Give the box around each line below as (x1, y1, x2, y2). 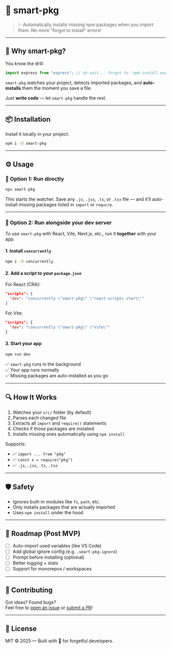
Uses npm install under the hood (12, 510, 83, 516)
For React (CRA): (5, 281, 41, 287)
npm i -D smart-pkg (5, 141, 47, 146)
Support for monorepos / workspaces (12, 566, 92, 572)
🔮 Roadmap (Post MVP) (5, 529, 80, 538)
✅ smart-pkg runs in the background (5, 361, 81, 367)
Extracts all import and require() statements (12, 420, 107, 426)
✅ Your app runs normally (5, 367, 60, 373)
